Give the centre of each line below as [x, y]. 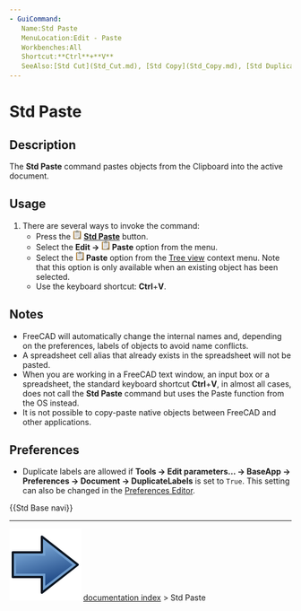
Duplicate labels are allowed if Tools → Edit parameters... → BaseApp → [156, 472]
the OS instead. [51, 403]
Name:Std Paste [49, 28]
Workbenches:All [52, 48]
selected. [52, 276]
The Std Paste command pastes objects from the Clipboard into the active [146, 166]
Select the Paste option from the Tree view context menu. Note [158, 257]
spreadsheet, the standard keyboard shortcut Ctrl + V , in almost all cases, [157, 384]
